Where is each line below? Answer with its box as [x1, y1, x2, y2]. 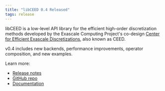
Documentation [12, 80, 44, 87]
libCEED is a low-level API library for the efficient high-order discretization [5, 25, 157, 31]
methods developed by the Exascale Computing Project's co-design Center [5, 31, 160, 37]
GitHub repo [12, 75, 38, 81]
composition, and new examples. [5, 50, 73, 57]
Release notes [12, 70, 42, 76]
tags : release [5, 12, 35, 17]
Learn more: [5, 60, 30, 66]
